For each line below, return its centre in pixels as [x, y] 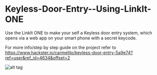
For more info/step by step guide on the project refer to [61, 47]
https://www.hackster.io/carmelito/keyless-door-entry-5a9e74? [69, 53]
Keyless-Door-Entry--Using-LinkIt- [78, 9]
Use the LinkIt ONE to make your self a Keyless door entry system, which [79, 33]
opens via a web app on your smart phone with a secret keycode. [71, 38]
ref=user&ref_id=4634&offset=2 [38, 57]
